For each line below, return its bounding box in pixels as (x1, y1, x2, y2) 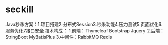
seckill (5, 4, 34, 15)
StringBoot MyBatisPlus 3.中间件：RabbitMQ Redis (5, 34, 112, 40)
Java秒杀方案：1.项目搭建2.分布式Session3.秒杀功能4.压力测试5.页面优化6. (5, 21, 163, 27)
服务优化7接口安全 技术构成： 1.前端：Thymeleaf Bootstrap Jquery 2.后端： (5, 27, 165, 34)
